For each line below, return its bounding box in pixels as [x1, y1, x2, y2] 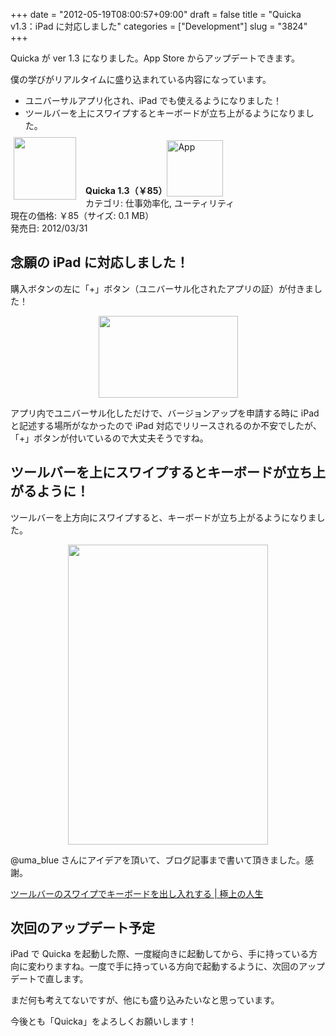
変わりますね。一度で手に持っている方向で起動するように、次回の [27, 960, 299, 973]
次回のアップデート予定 [10, 920, 155, 937]
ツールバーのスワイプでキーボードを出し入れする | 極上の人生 [10, 887, 264, 899]
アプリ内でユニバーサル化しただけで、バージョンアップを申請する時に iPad [10, 407, 320, 419]
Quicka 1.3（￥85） [85, 185, 168, 196]
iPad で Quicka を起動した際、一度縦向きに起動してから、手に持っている [10, 948, 310, 960]
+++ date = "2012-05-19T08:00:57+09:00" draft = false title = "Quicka [10, 9, 302, 20]
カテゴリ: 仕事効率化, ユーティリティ [85, 197, 235, 209]
